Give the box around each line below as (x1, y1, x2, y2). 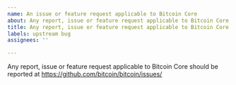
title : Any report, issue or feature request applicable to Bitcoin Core (7, 23, 230, 30)
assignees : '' (7, 37, 49, 44)
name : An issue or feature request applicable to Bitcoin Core (7, 10, 198, 18)
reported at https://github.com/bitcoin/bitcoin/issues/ (7, 70, 163, 79)
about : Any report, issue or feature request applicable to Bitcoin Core (7, 17, 230, 24)
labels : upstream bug (7, 30, 71, 38)
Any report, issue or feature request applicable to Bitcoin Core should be (7, 62, 219, 71)
